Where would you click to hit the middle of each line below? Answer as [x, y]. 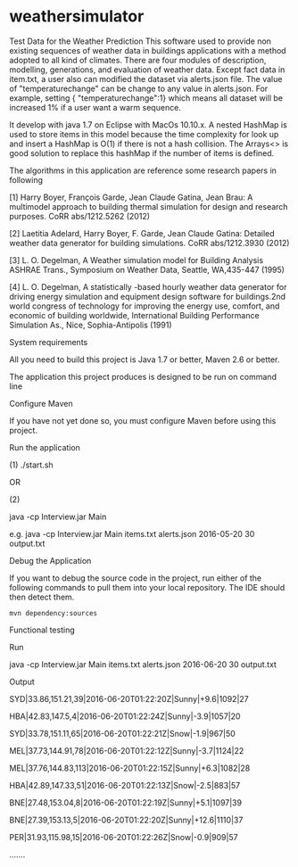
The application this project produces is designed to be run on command [143, 376]
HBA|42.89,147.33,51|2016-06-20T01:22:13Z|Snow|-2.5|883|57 [125, 785]
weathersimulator [77, 17]
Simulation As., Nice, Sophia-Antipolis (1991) [91, 325]
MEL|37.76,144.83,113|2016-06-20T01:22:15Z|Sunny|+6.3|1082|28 [130, 768]
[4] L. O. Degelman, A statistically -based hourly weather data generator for [148, 286]
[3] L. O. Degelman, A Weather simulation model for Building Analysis [137, 260]
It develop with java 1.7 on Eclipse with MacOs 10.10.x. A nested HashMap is [148, 124]
